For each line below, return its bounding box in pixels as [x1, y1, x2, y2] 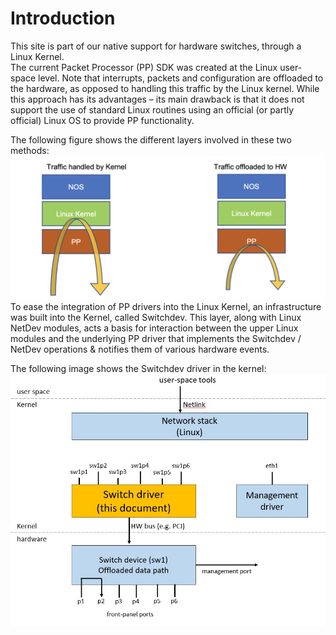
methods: [10, 144, 50, 156]
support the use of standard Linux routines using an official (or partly [10, 103, 295, 116]
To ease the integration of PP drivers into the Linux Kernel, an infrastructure [10, 300, 322, 312]
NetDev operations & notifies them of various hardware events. [10, 343, 270, 355]
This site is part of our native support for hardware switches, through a [10, 40, 302, 52]
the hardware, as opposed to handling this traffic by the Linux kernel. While [10, 82, 320, 94]
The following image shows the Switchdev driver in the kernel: [10, 362, 267, 374]
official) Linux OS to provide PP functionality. [10, 114, 195, 126]
